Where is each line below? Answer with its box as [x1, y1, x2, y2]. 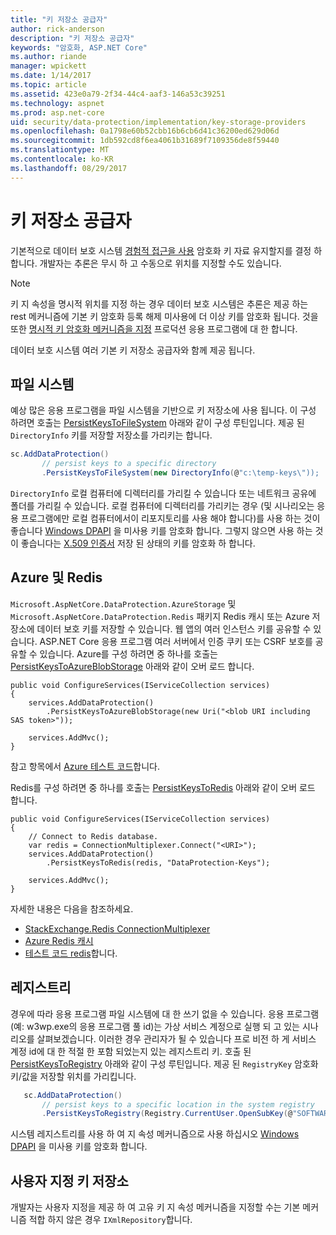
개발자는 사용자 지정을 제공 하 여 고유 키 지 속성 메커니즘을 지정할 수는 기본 [10, 1201, 301, 1213]
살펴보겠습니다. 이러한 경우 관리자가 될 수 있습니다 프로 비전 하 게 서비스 [36, 1032, 317, 1045]
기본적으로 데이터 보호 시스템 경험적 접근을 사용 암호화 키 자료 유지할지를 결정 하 [10, 244, 323, 256]
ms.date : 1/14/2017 [10, 71, 92, 81]
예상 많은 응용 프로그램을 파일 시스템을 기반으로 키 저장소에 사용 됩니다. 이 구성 [10, 404, 317, 416]
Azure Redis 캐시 [24, 934, 94, 946]
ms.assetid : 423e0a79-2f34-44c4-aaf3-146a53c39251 [10, 89, 226, 99]
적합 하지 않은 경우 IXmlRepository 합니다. [28, 1214, 193, 1226]
